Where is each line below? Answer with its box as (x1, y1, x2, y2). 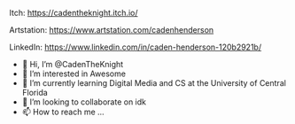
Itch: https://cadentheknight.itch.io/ (9, 8, 138, 18)
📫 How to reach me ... (21, 106, 105, 117)
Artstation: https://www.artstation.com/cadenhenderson (9, 25, 214, 35)
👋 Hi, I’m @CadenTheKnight (21, 59, 124, 69)
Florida (21, 88, 49, 97)
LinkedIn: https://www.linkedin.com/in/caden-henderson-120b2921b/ (9, 42, 262, 52)
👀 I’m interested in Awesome (21, 68, 127, 79)
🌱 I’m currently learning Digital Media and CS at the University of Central (21, 78, 286, 88)
